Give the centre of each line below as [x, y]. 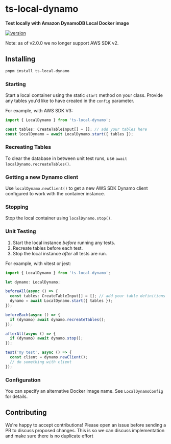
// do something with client [41, 362]
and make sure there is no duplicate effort [49, 436]
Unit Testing [21, 231]
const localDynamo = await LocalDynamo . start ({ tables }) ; [69, 134]
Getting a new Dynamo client [42, 177]
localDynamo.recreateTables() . [38, 164]
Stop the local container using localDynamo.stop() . [59, 218]
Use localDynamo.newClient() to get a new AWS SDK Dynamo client [77, 188]
